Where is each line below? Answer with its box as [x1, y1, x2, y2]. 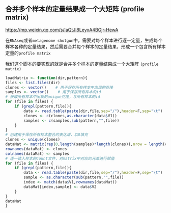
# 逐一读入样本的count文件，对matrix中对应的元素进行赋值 [5, 156, 115, 161]
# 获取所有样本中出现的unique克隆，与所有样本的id [5, 94, 100, 99]
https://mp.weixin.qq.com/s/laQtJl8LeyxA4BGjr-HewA [5, 26, 119, 33]
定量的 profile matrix [5, 50, 51, 56]
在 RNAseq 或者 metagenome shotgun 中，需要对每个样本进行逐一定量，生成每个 [5, 37, 163, 43]
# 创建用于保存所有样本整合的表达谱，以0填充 [5, 132, 88, 138]
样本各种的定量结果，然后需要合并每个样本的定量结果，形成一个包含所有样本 [5, 43, 166, 49]
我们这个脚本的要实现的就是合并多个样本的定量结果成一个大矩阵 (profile [5, 61, 159, 67]
